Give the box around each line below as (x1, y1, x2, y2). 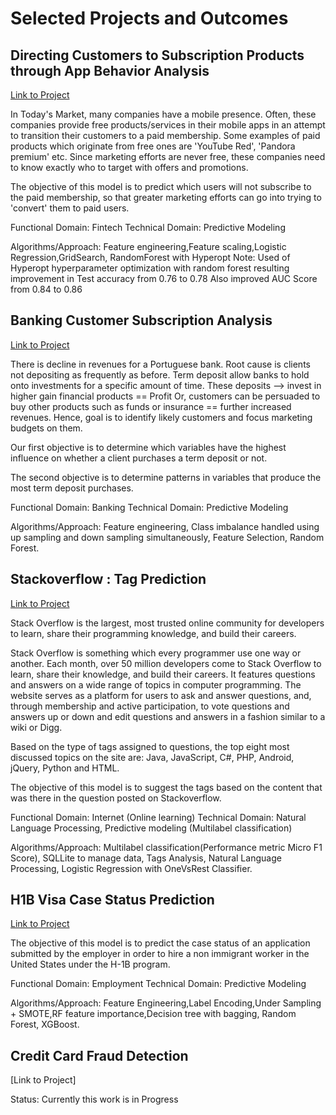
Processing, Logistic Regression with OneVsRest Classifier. (10, 862, 253, 874)
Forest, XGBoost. (10, 1018, 80, 1031)
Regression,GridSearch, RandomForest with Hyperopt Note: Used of (10, 252, 291, 263)
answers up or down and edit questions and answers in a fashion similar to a (10, 710, 326, 722)
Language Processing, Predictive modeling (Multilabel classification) (10, 822, 293, 834)
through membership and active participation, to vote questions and (10, 700, 290, 712)
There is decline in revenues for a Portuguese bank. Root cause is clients (10, 358, 311, 370)
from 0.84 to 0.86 (10, 283, 83, 295)
